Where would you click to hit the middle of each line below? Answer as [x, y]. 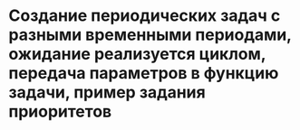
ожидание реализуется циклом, [137, 54]
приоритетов [60, 111]
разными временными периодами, [150, 35]
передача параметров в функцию [144, 74]
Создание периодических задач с [145, 16]
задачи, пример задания [107, 93]
